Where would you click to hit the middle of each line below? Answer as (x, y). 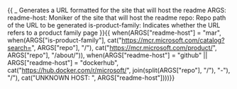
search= (20, 48)
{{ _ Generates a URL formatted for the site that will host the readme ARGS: (117, 10)
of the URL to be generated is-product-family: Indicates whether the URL (114, 25)
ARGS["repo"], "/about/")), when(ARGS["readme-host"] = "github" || (108, 55)
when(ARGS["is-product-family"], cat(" (65, 40)
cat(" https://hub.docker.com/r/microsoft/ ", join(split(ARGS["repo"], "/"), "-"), (119, 70)
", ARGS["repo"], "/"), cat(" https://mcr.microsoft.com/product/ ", (125, 48)
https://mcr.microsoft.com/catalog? (173, 40)
